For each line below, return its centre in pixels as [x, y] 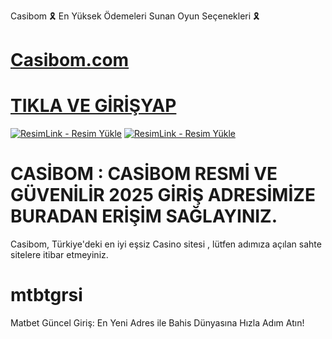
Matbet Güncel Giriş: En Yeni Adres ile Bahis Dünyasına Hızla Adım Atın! [157, 323]
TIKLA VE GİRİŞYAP [93, 106]
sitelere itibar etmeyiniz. [59, 255]
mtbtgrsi [46, 295]
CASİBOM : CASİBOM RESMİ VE [144, 174]
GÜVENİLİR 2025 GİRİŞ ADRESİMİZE [163, 195]
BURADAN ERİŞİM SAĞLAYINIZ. [144, 216]
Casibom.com [70, 60]
